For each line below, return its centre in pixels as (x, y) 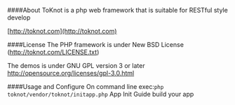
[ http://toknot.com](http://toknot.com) (62, 31)
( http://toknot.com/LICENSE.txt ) (53, 52)
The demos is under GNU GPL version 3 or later (76, 65)
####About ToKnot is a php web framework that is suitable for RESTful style (117, 10)
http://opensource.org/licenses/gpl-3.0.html (71, 73)
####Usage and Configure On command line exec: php (86, 86)
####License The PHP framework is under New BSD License (96, 44)
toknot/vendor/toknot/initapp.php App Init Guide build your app (101, 94)
